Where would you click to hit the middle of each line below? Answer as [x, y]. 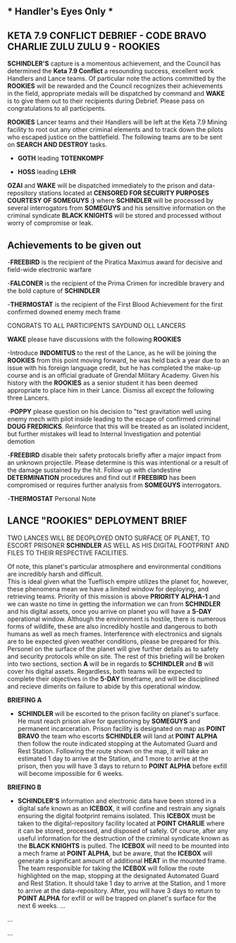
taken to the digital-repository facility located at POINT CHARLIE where [121, 823]
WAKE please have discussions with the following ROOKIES [94, 339]
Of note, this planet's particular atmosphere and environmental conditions [114, 566]
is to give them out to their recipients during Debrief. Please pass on [106, 101]
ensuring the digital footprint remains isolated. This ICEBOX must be [117, 815]
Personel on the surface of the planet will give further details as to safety [113, 648]
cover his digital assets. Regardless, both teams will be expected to [105, 671]
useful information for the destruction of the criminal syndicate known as [123, 838]
